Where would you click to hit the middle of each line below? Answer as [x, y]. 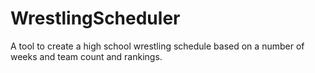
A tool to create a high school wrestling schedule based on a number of [157, 46]
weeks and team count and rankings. [86, 56]
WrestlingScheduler [95, 18]
